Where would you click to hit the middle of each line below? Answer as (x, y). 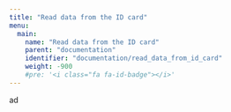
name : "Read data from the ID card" (93, 42)
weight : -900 (49, 67)
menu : (19, 26)
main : (27, 34)
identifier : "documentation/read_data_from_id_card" (124, 58)
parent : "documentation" (71, 50)
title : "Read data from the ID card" (78, 17)
